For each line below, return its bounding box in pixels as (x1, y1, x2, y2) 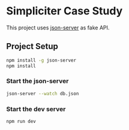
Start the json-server (6, 77, 69, 85)
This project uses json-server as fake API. (6, 24, 110, 31)
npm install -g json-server (6, 57, 77, 64)
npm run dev (6, 118, 36, 124)
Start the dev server (6, 105, 66, 113)
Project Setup (6, 41, 59, 52)
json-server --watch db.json (6, 90, 79, 96)
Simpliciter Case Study (6, 4, 123, 18)
